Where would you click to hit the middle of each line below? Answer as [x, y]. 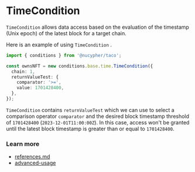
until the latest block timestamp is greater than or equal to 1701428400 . [90, 129]
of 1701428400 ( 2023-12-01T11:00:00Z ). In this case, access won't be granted [98, 122]
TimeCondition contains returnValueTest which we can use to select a [90, 110]
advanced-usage [35, 163]
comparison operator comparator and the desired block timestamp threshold [97, 116]
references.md [32, 157]
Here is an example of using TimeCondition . [59, 45]
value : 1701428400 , [40, 88]
